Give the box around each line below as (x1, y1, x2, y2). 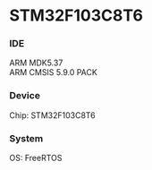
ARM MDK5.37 (9, 57, 63, 68)
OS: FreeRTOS (9, 153, 63, 164)
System (9, 132, 44, 144)
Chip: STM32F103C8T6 (9, 109, 96, 121)
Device (9, 89, 40, 102)
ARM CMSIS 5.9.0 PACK (9, 67, 98, 78)
